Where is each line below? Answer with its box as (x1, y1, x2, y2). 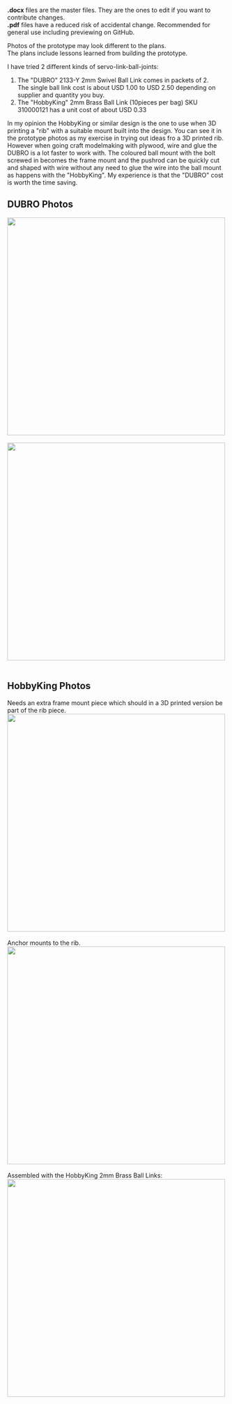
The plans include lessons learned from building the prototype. (7, 49, 188, 57)
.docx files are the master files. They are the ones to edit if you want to (7, 6, 211, 14)
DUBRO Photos (7, 199, 74, 210)
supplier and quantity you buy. (17, 91, 105, 99)
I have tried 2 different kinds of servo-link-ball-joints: (7, 63, 159, 70)
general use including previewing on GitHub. (7, 28, 135, 36)
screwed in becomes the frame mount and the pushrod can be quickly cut (7, 156, 220, 164)
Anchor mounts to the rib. (7, 939, 81, 947)
